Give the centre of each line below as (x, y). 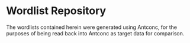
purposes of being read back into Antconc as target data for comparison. (95, 33)
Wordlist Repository (56, 11)
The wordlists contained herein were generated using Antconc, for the (92, 27)
